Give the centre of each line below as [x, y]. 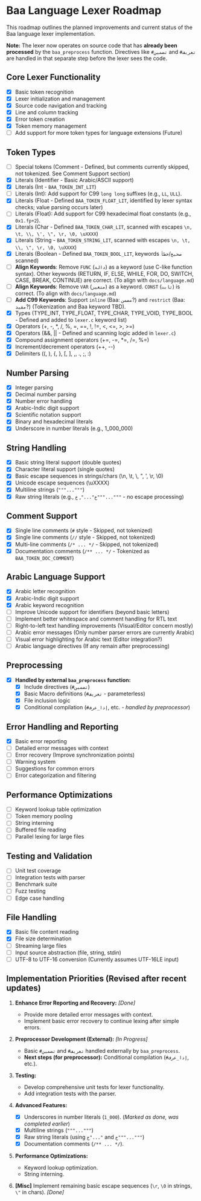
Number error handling [43, 401]
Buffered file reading [40, 830]
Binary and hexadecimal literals [54, 421]
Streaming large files [41, 946]
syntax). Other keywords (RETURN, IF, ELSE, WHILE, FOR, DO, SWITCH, [104, 273]
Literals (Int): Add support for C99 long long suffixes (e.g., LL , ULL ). [98, 194]
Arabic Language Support [56, 577]
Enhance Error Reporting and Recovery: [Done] [75, 1003]
